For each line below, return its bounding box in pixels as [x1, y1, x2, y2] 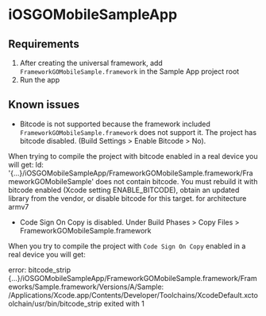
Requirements [8, 37, 79, 51]
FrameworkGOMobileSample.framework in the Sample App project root [19, 67, 240, 76]
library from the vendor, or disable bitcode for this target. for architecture [8, 193, 247, 203]
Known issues [8, 98, 80, 112]
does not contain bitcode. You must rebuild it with [94, 176, 258, 186]
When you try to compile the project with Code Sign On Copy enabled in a [8, 241, 246, 251]
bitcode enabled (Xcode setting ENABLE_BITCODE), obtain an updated [8, 185, 240, 195]
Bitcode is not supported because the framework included [19, 119, 210, 129]
